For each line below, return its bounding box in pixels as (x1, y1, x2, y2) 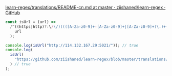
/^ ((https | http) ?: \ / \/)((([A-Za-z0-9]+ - (10, 24, 97, 29)
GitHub (5, 10, 20, 16)
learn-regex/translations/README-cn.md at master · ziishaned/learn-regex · (5, 5, 166, 10)
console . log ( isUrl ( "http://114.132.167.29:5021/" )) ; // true (5, 43, 139, 48)
